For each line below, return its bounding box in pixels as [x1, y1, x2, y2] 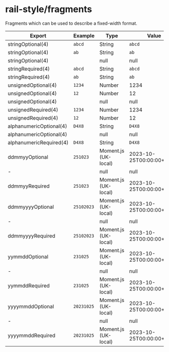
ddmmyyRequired [8, 183, 50, 190]
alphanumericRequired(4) [8, 139, 69, 146]
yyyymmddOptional [8, 303, 54, 310]
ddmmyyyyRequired [8, 232, 55, 239]
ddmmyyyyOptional [8, 203, 54, 210]
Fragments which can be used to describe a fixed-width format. [5, 20, 137, 26]
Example [73, 32, 95, 39]
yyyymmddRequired [8, 332, 55, 339]
